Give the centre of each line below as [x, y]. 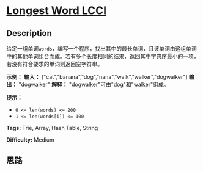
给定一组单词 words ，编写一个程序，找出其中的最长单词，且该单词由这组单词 [102, 49]
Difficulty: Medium [31, 140]
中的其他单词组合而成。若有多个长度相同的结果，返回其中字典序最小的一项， [103, 56]
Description [29, 33]
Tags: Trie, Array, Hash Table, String [52, 128]
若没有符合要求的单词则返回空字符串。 [54, 64]
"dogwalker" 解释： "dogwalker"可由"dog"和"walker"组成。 [94, 84]
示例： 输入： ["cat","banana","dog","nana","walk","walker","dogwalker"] [97, 77]
